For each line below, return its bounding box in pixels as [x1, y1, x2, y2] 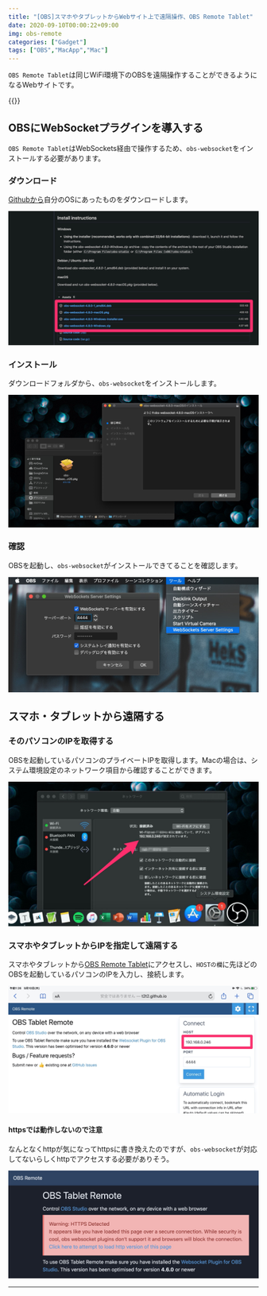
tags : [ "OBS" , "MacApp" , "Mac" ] [8, 46, 109, 55]
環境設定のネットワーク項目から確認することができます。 [29, 765, 217, 775]
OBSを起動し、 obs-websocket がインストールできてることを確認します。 [8, 560, 242, 570]
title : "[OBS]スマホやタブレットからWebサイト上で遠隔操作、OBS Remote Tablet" [8, 13, 253, 21]
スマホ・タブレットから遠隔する [8, 710, 165, 723]
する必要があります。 [35, 153, 106, 163]
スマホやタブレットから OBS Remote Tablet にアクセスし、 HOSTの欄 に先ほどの [8, 960, 257, 969]
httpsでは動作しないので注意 [8, 1125, 103, 1135]
